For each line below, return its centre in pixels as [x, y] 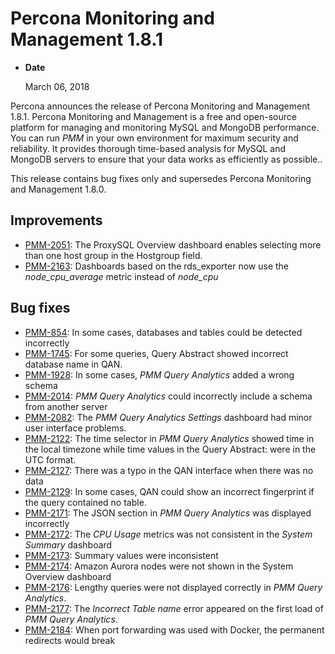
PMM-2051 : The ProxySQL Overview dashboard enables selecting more [173, 244]
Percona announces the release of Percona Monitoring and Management [160, 106]
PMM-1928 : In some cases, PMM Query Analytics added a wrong [159, 374]
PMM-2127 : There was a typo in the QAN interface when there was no [169, 470]
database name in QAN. [73, 364]
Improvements [56, 220]
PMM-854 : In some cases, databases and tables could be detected [163, 332]
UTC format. [50, 459]
